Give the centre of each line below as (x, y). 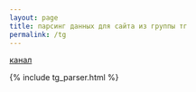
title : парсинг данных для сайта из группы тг (98, 26)
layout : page (34, 18)
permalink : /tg (38, 34)
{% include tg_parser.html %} (64, 78)
